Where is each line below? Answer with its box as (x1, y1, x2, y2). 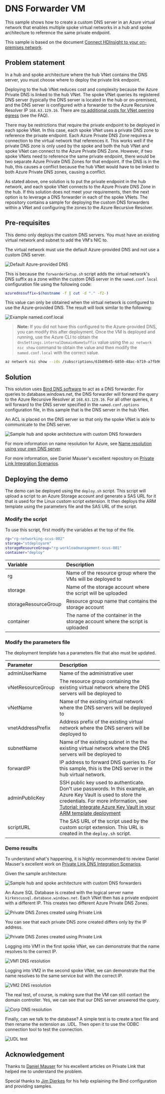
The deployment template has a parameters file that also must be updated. (5, 650, 156, 656)
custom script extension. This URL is (59, 824, 144, 831)
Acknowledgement (5, 1050, 65, 1059)
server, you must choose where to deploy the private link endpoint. (5, 77, 141, 82)
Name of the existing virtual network (59, 698, 143, 705)
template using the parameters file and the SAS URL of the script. (5, 503, 137, 509)
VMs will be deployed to (66, 575, 122, 582)
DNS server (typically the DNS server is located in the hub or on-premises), (5, 97, 158, 103)
